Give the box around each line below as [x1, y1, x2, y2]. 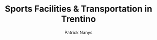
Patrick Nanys [64, 29, 93, 35]
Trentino [61, 13, 96, 25]
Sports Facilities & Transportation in [4, 3, 153, 14]
